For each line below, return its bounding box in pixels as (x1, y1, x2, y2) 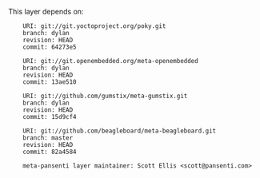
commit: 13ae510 (22, 78, 78, 86)
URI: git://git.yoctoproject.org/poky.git (22, 22, 166, 30)
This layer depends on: (8, 7, 84, 16)
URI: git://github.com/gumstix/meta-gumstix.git (22, 92, 188, 100)
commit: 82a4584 (22, 148, 78, 156)
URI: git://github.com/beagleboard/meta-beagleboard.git (22, 127, 217, 135)
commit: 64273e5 (22, 43, 78, 51)
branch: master (22, 134, 74, 142)
